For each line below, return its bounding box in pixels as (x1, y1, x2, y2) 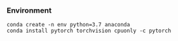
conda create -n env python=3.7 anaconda (6, 22, 131, 28)
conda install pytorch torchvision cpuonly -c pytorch (6, 27, 172, 35)
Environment (6, 6, 52, 15)
